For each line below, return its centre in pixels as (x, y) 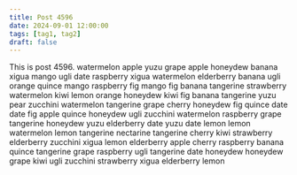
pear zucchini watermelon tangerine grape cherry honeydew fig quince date (148, 105)
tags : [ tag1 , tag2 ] (45, 34)
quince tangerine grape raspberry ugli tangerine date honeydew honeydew (146, 152)
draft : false (33, 42)
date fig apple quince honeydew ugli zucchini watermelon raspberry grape (145, 114)
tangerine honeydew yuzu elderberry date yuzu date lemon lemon (130, 124)
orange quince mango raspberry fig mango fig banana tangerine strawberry (148, 86)
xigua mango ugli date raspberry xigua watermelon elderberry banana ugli (145, 77)
